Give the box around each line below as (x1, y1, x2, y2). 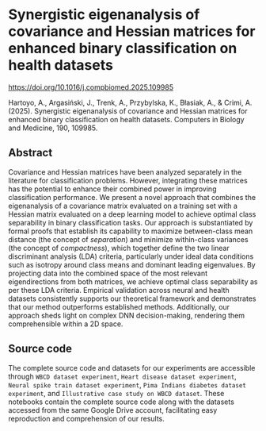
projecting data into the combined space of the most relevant (8, 268, 208, 278)
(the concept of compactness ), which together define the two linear (8, 243, 230, 252)
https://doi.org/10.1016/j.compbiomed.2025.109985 (8, 82, 174, 92)
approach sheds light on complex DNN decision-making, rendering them (8, 310, 245, 320)
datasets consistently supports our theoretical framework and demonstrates (8, 294, 256, 303)
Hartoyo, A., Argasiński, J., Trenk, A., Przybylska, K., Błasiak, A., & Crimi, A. (8, 98, 253, 107)
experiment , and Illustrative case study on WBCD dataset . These (8, 388, 225, 398)
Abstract (8, 146, 53, 160)
